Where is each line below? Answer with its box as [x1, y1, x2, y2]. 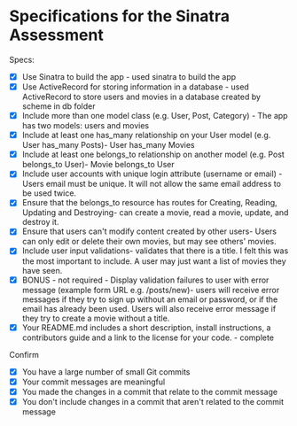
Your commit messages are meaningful [21, 376, 166, 387]
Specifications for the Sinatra [9, 6, 231, 27]
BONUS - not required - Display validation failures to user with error [21, 275, 270, 285]
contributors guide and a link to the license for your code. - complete [21, 332, 275, 343]
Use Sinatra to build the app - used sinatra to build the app [21, 71, 237, 81]
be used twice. [21, 188, 77, 198]
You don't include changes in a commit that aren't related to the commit [21, 396, 284, 407]
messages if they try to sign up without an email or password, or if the [21, 294, 278, 305]
